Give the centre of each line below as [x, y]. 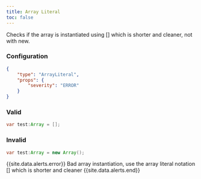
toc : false [20, 17]
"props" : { [31, 80]
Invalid [16, 140]
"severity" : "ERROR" [54, 86]
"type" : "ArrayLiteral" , [48, 74]
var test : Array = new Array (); [45, 153]
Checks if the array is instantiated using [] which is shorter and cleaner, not [99, 34]
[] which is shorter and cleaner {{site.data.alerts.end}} [73, 170]
